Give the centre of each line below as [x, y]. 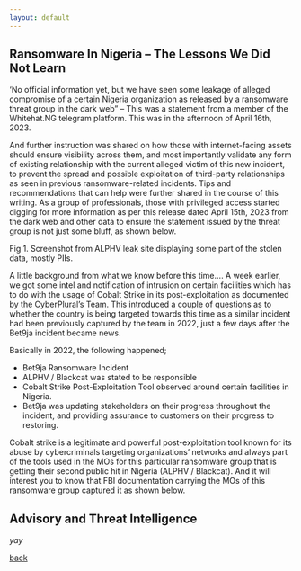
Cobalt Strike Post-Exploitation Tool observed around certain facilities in [155, 387]
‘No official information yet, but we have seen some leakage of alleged [140, 90]
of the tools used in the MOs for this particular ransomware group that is [143, 462]
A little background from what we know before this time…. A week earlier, [145, 276]
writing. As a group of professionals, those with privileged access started [145, 202]
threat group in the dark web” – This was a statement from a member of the [149, 109]
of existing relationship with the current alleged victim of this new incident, [147, 165]
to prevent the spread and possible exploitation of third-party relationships [147, 174]
